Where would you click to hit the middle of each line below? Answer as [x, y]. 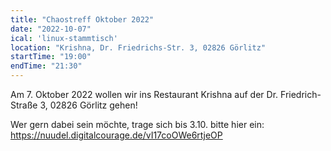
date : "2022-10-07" [51, 29]
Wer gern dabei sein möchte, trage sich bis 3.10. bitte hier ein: [137, 124]
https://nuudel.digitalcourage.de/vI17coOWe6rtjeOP [116, 135]
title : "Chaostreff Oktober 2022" [82, 19]
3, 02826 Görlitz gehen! [88, 105]
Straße [24, 105]
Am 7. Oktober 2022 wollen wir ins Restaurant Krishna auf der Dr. [144, 94]
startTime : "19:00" [51, 57]
